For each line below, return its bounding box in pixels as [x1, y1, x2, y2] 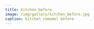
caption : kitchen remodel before [5, 16, 74, 21]
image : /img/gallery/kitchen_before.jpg [5, 12, 90, 17]
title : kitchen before [5, 7, 52, 12]
